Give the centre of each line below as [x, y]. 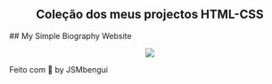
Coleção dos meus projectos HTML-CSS [150, 15]
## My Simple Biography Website [70, 35]
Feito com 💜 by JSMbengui [59, 69]
